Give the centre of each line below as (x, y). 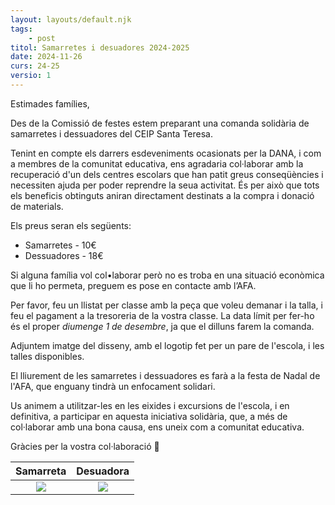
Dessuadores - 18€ (64, 255)
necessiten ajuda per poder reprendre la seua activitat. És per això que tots (165, 185)
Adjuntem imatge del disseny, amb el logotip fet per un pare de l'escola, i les (167, 345)
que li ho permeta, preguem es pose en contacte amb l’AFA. (133, 285)
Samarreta (41, 471)
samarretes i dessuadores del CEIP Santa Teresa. (111, 133)
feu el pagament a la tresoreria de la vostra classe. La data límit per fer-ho (162, 315)
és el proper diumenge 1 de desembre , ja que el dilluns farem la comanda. (162, 326)
